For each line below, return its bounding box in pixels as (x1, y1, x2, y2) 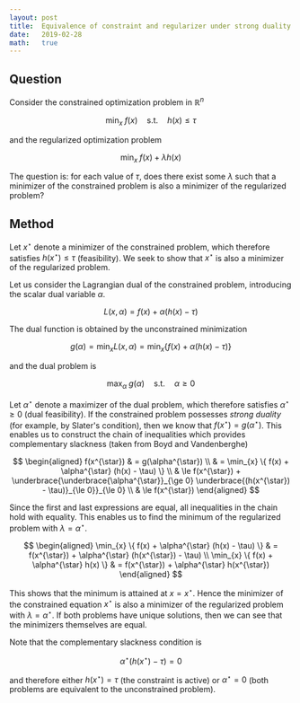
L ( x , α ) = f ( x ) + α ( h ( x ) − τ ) (103, 306, 199, 317)
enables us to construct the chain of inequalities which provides (9, 429, 246, 440)
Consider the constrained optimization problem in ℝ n (9, 95, 205, 108)
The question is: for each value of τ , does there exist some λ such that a (9, 171, 277, 182)
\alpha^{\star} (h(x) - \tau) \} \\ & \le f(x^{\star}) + (60, 466, 242, 477)
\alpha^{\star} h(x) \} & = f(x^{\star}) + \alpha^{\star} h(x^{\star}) (31, 559, 270, 570)
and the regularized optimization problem (9, 134, 163, 145)
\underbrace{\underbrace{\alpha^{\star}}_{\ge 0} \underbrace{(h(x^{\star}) (12, 475, 290, 486)
